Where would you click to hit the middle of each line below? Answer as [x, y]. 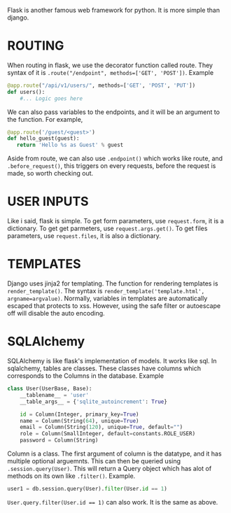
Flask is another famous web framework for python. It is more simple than [114, 10]
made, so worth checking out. [50, 174]
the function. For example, [45, 119]
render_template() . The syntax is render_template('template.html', [106, 291]
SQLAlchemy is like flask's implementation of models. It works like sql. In [112, 361]
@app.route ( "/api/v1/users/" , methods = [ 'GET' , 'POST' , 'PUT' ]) [101, 85]
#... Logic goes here [51, 98]
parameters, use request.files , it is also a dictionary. [84, 236]
